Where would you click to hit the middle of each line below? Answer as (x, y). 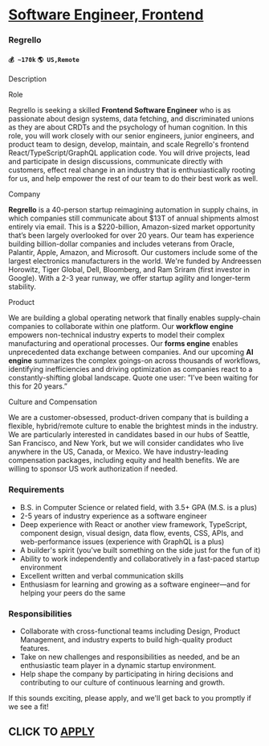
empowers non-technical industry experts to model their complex (116, 335)
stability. (22, 286)
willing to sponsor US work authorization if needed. (93, 469)
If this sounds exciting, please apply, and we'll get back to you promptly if (130, 698)
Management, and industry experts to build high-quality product (126, 639)
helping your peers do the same (73, 592)
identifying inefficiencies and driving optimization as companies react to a (130, 369)
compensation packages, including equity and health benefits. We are (124, 460)
